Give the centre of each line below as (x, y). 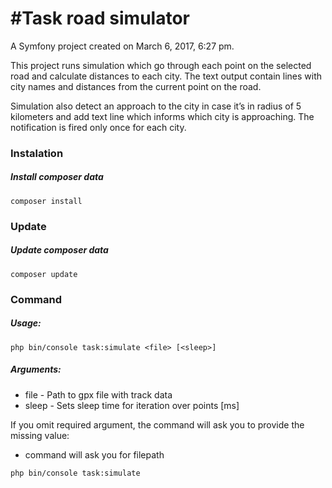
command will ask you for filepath (94, 454)
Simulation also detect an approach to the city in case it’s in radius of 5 (156, 106)
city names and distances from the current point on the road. (136, 86)
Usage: (26, 323)
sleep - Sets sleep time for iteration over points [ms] (132, 405)
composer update (44, 274)
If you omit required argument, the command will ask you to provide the (157, 424)
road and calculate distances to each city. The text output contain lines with (166, 76)
